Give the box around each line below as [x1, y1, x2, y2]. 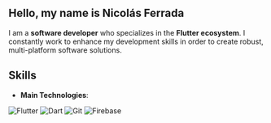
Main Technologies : [20, 90, 89, 100]
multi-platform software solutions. [8, 45, 122, 55]
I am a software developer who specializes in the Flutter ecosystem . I [8, 28, 246, 37]
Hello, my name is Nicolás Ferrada [8, 6, 185, 20]
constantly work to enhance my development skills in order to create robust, [8, 36, 264, 46]
